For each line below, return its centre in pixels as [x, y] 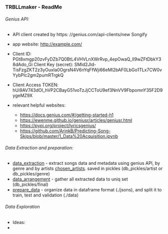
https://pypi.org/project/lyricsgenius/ [58, 126]
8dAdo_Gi [22, 65]
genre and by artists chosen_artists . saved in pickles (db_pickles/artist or [87, 168]
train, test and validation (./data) [45, 195]
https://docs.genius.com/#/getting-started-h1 [67, 115]
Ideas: [19, 222]
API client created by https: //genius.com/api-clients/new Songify [80, 35]
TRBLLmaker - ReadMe [34, 7]
